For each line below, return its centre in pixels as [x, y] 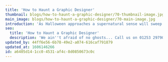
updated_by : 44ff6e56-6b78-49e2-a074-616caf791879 [59, 42]
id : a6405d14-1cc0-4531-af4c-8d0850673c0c [50, 51]
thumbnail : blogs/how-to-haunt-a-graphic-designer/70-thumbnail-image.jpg [85, 14]
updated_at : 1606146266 [30, 47]
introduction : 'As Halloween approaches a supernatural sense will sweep [84, 24]
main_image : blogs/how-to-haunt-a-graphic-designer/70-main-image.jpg [80, 19]
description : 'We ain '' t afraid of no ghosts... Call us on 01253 [80, 38]
